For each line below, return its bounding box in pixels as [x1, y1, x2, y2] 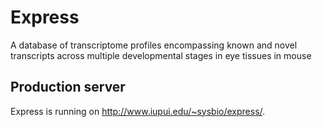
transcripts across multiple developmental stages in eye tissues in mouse [10, 49, 312, 61]
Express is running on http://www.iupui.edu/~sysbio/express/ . [10, 105, 266, 117]
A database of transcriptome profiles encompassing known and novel [10, 39, 298, 51]
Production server [10, 79, 126, 96]
